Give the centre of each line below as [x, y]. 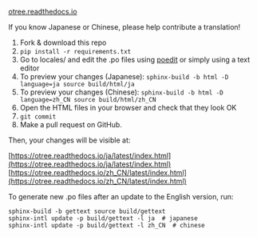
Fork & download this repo [63, 42]
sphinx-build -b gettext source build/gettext [87, 211]
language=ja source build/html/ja [77, 84]
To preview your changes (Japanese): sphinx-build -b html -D [124, 76]
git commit [38, 117]
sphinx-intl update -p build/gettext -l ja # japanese [103, 219]
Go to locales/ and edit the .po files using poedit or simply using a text [135, 60]
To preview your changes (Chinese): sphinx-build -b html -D [121, 92]
